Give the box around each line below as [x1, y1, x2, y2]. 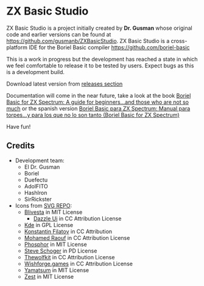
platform [6, 44, 27, 51]
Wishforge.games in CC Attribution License [24, 260, 133, 267]
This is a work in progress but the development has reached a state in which [6, 55, 198, 63]
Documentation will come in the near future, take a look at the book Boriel [6, 92, 191, 99]
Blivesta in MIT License [24, 208, 83, 216]
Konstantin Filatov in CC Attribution [24, 228, 113, 235]
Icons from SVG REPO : [15, 202, 72, 209]
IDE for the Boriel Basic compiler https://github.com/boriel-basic [28, 44, 190, 51]
